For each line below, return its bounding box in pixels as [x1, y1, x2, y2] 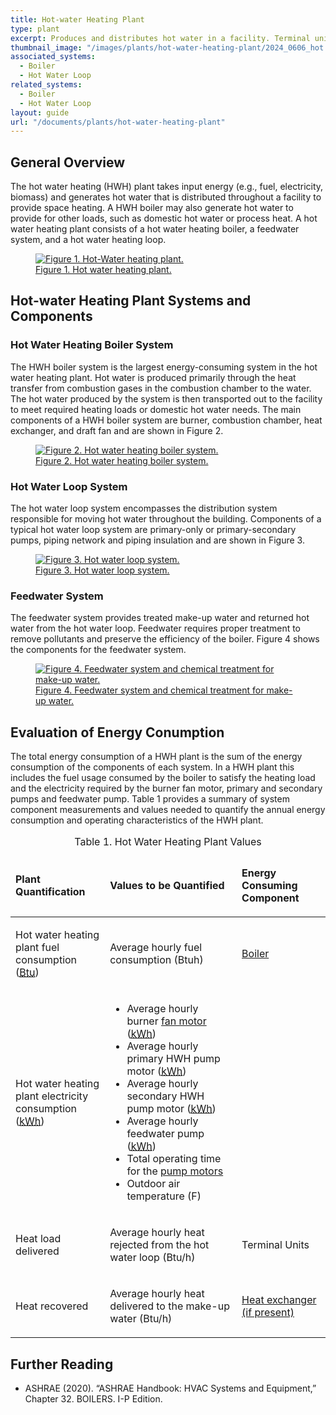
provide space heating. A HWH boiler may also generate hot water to [10, 202, 294, 214]
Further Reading [10, 1356, 114, 1373]
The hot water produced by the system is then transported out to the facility [10, 392, 323, 405]
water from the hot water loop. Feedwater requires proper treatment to [10, 622, 302, 635]
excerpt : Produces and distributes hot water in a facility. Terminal [10, 33, 311, 43]
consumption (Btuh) [109, 953, 204, 967]
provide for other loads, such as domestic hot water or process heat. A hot [10, 212, 318, 225]
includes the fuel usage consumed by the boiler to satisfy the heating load [10, 772, 316, 784]
